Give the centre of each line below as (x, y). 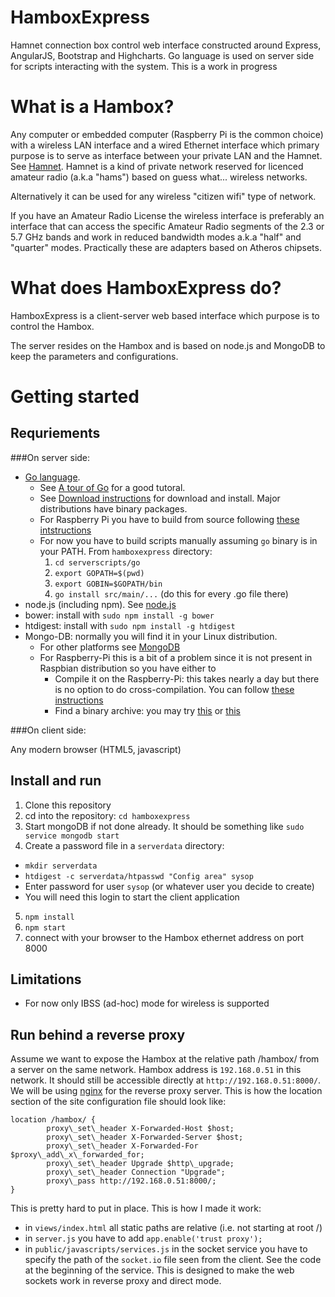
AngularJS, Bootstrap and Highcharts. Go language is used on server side (162, 55)
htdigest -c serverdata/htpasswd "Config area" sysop (139, 876)
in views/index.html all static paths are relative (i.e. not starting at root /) (173, 1228)
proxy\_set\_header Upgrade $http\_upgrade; (140, 1164)
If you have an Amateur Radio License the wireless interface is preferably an (167, 215)
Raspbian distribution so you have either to (128, 668)
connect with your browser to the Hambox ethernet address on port (164, 937)
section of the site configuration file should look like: (118, 1102)
